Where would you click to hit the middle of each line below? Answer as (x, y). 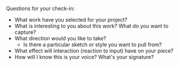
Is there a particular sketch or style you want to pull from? (92, 44)
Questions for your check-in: (40, 8)
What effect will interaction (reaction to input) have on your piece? (94, 51)
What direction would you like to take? (60, 38)
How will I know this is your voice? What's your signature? (84, 57)
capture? (25, 32)
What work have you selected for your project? (71, 20)
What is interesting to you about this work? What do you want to (92, 26)
